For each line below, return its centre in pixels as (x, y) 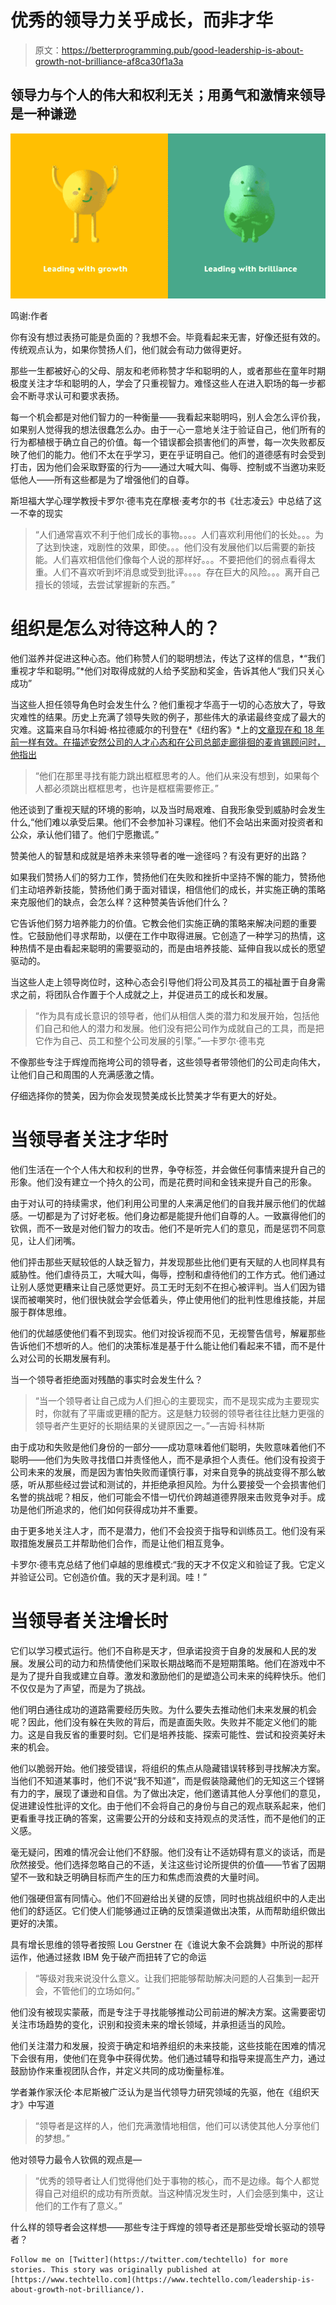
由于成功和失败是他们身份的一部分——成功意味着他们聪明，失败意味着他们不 (168, 1447)
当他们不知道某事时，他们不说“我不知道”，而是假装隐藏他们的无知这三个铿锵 (167, 1780)
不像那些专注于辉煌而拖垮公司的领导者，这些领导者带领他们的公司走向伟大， (168, 1062)
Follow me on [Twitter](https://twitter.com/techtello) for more (149, 2259)
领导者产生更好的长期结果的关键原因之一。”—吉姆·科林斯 (149, 1425)
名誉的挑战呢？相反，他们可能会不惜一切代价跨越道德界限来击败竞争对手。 (163, 1497)
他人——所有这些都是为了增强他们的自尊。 (106, 480)
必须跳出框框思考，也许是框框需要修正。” (135, 788)
